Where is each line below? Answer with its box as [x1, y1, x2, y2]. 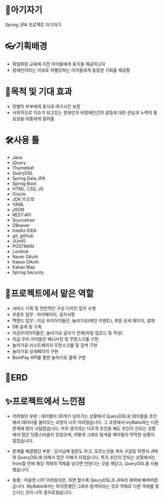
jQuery [12, 159, 26, 165]
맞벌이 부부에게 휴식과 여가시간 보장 [12, 103, 81, 109]
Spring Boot [12, 180, 37, 186]
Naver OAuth [12, 254, 38, 260]
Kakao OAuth [12, 259, 39, 265]
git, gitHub [12, 233, 34, 238]
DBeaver [12, 222, 30, 228]
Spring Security [12, 269, 44, 275]
